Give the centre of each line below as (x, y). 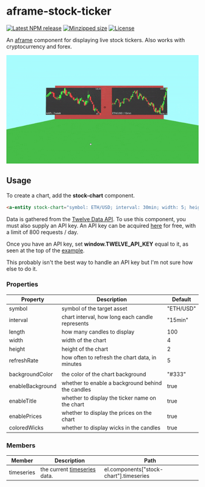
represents (75, 323)
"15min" (178, 320)
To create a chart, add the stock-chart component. (71, 195)
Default (182, 299)
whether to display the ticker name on (109, 398)
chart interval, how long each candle (107, 317)
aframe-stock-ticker (59, 11)
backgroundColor (31, 375)
